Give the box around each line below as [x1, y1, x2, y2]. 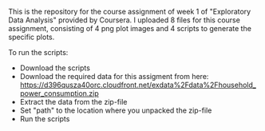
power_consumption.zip [19, 89, 100, 98]
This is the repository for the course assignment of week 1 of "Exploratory [8, 7, 251, 16]
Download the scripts [19, 63, 90, 73]
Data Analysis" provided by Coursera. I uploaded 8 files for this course [8, 15, 241, 25]
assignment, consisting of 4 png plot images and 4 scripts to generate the [8, 24, 251, 33]
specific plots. [8, 32, 55, 42]
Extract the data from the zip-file [19, 97, 128, 106]
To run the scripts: [8, 48, 69, 57]
